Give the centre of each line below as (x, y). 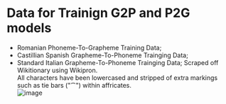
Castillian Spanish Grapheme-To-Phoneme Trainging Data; (103, 55)
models (29, 28)
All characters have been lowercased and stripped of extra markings (117, 77)
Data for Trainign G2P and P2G (98, 13)
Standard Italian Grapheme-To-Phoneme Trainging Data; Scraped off (118, 62)
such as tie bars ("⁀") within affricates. (74, 85)
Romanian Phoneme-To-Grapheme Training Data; (89, 47)
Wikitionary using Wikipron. (57, 70)
